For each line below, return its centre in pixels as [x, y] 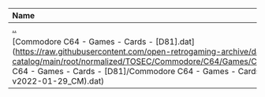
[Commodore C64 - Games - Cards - [83, 41]
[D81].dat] [175, 41]
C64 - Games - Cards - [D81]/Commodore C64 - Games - [124, 71]
